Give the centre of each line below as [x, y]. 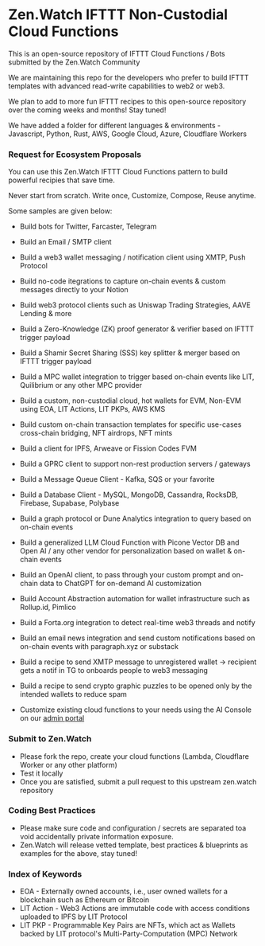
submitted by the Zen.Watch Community [74, 62]
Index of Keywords [45, 874]
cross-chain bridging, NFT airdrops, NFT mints [96, 433]
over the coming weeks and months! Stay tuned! [87, 110]
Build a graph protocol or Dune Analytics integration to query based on [135, 518]
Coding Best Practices [52, 811]
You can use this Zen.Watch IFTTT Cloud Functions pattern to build [118, 172]
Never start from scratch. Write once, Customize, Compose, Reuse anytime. [132, 196]
